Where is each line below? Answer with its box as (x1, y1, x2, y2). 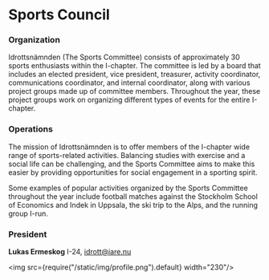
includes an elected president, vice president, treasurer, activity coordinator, (8, 70, 261, 79)
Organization (8, 34, 60, 46)
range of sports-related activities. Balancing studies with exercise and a (8, 150, 246, 160)
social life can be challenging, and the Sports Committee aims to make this (8, 159, 255, 168)
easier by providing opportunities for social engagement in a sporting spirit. (8, 167, 258, 177)
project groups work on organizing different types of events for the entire (8, 95, 251, 105)
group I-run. (8, 209, 48, 218)
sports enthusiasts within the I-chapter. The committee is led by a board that (8, 61, 261, 71)
